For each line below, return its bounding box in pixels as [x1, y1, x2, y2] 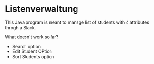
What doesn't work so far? [5, 34, 59, 40]
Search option [12, 43, 41, 49]
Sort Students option [12, 53, 54, 59]
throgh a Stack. [5, 24, 36, 30]
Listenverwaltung [5, 3, 78, 15]
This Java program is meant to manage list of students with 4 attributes [5, 19, 150, 25]
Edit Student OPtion [12, 48, 52, 54]
